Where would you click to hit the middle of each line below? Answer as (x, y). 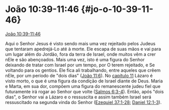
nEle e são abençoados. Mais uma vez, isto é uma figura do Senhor (75, 59)
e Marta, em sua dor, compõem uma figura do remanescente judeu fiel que (83, 86)
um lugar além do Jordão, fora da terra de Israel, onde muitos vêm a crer (80, 54)
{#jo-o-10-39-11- (117, 9)
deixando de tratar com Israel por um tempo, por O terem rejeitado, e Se (80, 65)
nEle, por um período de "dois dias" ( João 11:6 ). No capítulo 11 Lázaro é (79, 75)
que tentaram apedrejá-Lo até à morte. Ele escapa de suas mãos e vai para (83, 49)
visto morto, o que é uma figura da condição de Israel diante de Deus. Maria (84, 81)
